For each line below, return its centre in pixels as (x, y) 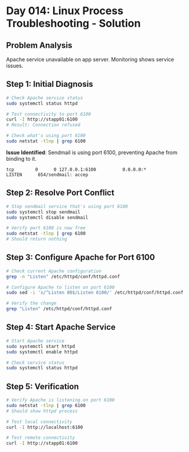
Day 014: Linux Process (65, 11)
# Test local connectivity (39, 422)
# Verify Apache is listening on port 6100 (61, 400)
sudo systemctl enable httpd (42, 352)
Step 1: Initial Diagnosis (50, 84)
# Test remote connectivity (41, 438)
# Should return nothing (37, 239)
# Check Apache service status (45, 98)
